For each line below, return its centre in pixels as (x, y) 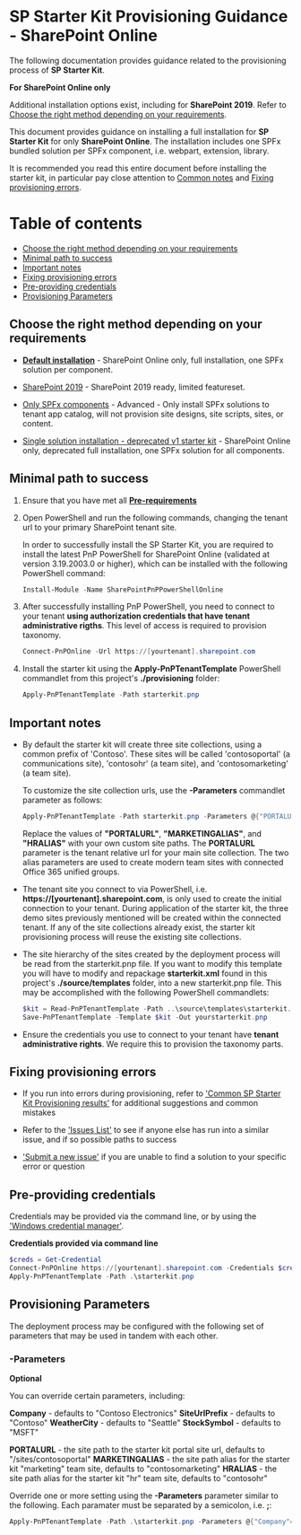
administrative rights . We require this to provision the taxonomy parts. (153, 1044)
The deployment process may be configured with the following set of (137, 1326)
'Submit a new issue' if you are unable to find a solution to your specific (154, 1157)
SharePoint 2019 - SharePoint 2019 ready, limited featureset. (133, 387)
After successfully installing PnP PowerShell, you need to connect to (148, 607)
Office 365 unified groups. (71, 872)
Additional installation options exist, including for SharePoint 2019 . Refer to (148, 104)
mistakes (39, 1113)
